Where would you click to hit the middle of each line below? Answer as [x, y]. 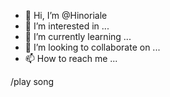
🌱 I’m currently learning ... [78, 36]
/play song [32, 81]
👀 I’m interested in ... [67, 26]
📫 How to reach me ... [71, 58]
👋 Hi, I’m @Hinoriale [66, 15]
